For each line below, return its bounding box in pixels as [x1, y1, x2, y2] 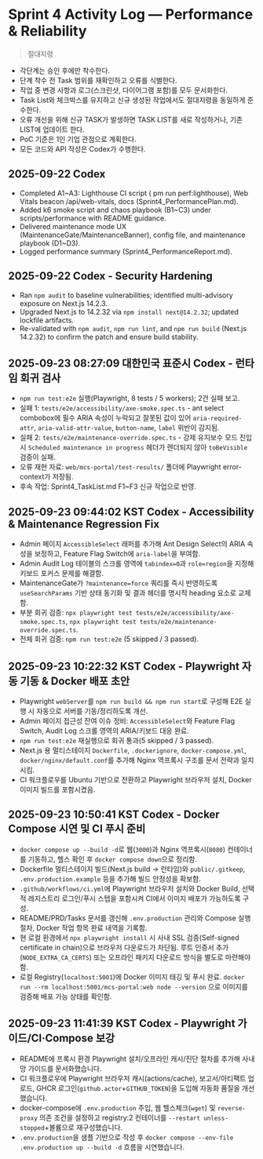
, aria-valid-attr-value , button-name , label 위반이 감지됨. [34, 423, 220, 432]
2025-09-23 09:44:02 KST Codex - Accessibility [8, 505, 254, 519]
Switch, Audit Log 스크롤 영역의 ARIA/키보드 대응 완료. [19, 726, 190, 735]
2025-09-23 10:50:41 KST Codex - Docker [8, 808, 220, 822]
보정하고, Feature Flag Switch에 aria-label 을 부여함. [34, 549, 201, 559]
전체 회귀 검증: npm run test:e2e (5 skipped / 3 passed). [19, 634, 199, 644]
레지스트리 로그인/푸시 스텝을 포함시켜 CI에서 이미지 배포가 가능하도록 [27, 893, 241, 903]
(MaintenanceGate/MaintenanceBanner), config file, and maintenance [19, 230, 246, 239]
